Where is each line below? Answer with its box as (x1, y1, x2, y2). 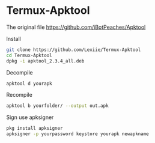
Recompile (6, 91, 33, 99)
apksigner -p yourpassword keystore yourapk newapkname (6, 131, 149, 137)
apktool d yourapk (6, 81, 52, 87)
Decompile (6, 68, 33, 76)
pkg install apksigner (6, 126, 63, 132)
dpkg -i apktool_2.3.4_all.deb (6, 58, 85, 64)
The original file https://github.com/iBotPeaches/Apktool (6, 23, 146, 31)
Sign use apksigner (6, 114, 54, 121)
